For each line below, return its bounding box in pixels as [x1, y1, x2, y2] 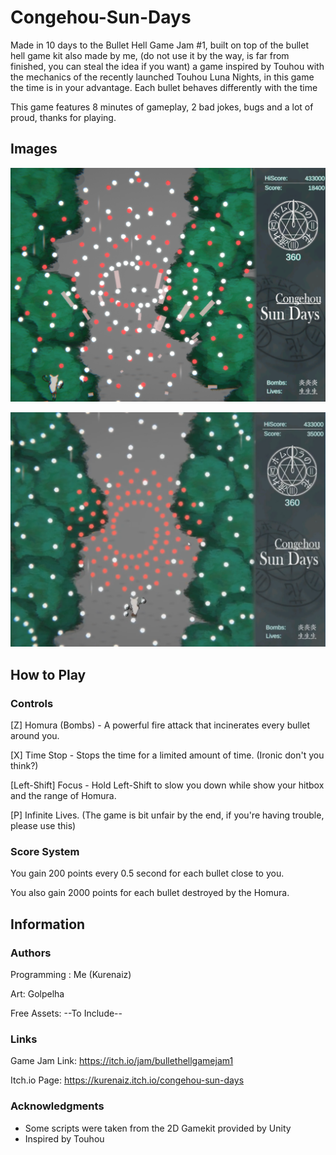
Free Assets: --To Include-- [10, 1007, 123, 1020]
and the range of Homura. [10, 790, 117, 802]
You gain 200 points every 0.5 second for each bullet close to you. [10, 867, 285, 880]
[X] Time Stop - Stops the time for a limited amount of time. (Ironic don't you [10, 749, 325, 761]
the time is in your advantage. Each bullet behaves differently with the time [10, 81, 318, 93]
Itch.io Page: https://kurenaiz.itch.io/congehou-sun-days [10, 1074, 245, 1086]
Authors [10, 946, 52, 960]
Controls [10, 696, 54, 710]
